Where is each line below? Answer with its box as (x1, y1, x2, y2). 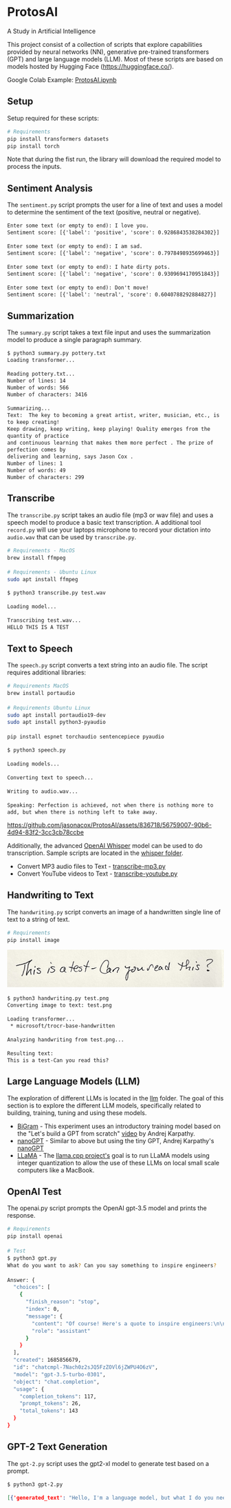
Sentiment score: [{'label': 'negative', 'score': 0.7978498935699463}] (7, 250, 220, 257)
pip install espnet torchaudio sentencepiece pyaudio (7, 734, 165, 741)
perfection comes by (7, 446, 67, 453)
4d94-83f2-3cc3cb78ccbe (7, 828, 85, 836)
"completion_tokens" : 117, (19, 1393, 97, 1400)
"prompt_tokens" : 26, (19, 1400, 81, 1407)
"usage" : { (13, 1385, 45, 1393)
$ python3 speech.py (7, 747, 67, 754)
